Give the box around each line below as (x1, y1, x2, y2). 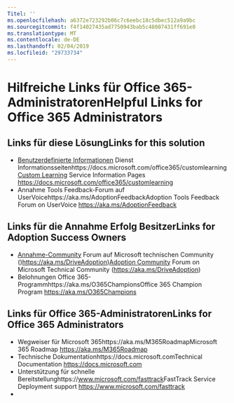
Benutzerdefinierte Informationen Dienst (17, 156, 134, 164)
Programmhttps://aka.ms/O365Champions (17, 280, 141, 288)
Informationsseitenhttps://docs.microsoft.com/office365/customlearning (17, 163, 228, 172)
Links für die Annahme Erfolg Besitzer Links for (7, 221, 216, 233)
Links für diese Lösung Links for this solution (7, 137, 205, 149)
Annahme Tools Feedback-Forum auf (17, 185, 125, 193)
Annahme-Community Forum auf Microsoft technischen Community (17, 250, 214, 259)
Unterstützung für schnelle (17, 367, 95, 376)
